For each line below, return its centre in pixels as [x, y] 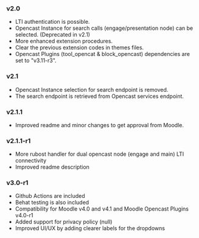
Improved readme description [52, 167]
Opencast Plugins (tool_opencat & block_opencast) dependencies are [103, 54]
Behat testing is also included [52, 203]
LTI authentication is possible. [52, 22]
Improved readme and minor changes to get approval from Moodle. [100, 125]
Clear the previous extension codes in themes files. [79, 47]
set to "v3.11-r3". [36, 61]
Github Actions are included [50, 196]
